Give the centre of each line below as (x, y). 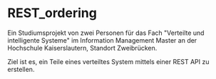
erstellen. (21, 69)
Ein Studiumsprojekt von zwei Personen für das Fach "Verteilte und (106, 33)
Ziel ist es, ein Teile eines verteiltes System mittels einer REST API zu (108, 61)
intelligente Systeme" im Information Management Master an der (102, 40)
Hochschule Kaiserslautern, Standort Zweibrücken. (82, 48)
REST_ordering (52, 13)
